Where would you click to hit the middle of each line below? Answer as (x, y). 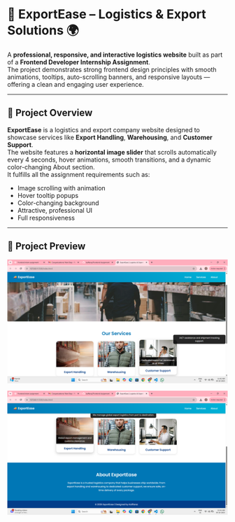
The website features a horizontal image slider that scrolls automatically (112, 152)
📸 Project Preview (47, 247)
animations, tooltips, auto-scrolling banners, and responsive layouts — (109, 77)
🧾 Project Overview (50, 113)
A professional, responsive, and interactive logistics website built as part (115, 55)
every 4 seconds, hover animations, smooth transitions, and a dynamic (109, 160)
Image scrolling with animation (62, 188)
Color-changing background (58, 203)
